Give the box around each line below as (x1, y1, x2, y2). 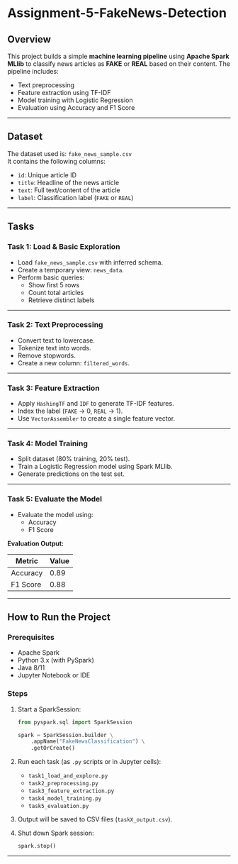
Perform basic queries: (17, 273, 85, 282)
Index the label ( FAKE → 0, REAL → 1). (17, 406, 123, 416)
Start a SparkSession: (17, 704, 81, 714)
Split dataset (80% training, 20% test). (17, 455, 130, 463)
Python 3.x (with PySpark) (17, 656, 94, 665)
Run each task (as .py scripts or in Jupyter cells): (17, 758, 161, 766)
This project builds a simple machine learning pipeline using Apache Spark (7, 52, 229, 60)
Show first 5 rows (28, 280, 80, 289)
